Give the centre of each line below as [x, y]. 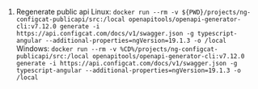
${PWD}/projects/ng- [216, 12]
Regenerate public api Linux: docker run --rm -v [97, 12]
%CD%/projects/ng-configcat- [169, 49]
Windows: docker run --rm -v [66, 49]
